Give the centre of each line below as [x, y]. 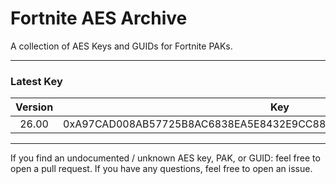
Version [34, 107]
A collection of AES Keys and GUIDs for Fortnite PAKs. [121, 46]
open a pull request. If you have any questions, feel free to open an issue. [161, 169]
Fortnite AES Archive [99, 18]
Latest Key [36, 81]
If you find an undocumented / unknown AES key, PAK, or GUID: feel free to [165, 158]
